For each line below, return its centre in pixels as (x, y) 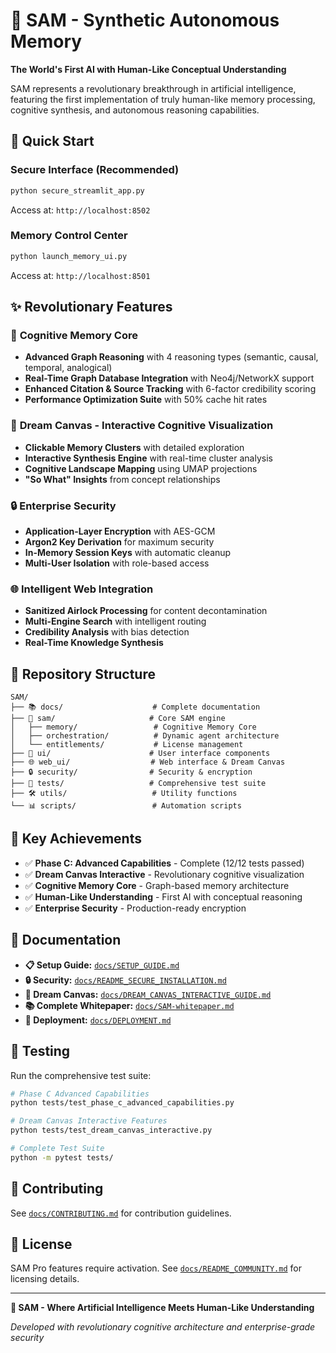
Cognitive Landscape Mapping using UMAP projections (141, 468)
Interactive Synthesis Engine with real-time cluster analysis (148, 458)
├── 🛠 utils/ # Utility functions (124, 794)
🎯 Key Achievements (76, 839)
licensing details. (45, 1279)
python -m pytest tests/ (62, 1157)
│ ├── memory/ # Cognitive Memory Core (133, 727)
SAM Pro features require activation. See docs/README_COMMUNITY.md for (156, 1268)
